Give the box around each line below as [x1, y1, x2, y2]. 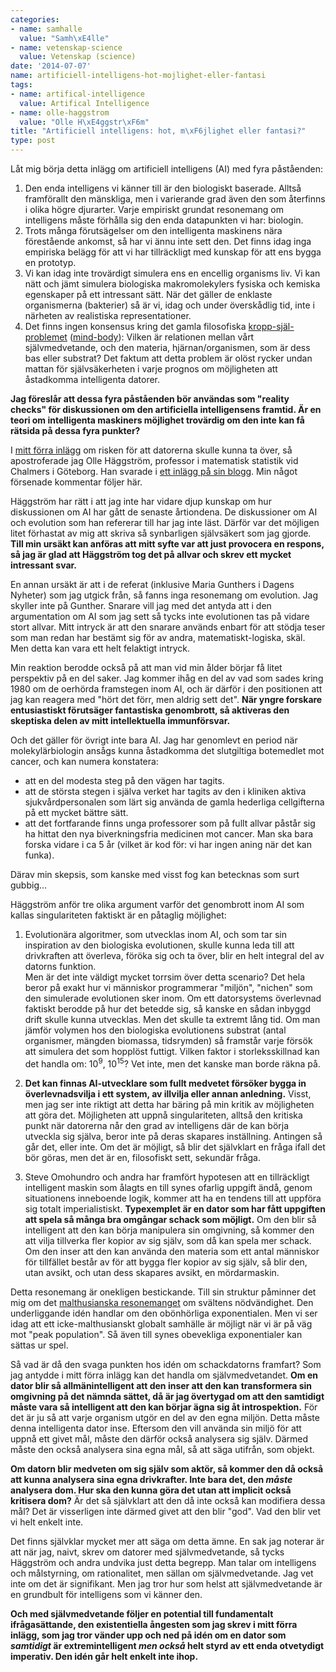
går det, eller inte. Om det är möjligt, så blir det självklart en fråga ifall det [24, 1141, 326, 1153]
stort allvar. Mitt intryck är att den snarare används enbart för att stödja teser [10, 621, 326, 633]
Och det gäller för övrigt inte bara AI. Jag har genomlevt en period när [10, 734, 298, 746]
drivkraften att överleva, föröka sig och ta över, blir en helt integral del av [24, 950, 325, 961]
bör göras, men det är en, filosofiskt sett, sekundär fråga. [24, 1151, 262, 1163]
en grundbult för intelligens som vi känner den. [10, 1588, 203, 1600]
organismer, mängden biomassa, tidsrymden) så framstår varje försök [24, 1035, 313, 1046]
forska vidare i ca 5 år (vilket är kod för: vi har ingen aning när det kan [24, 839, 312, 850]
